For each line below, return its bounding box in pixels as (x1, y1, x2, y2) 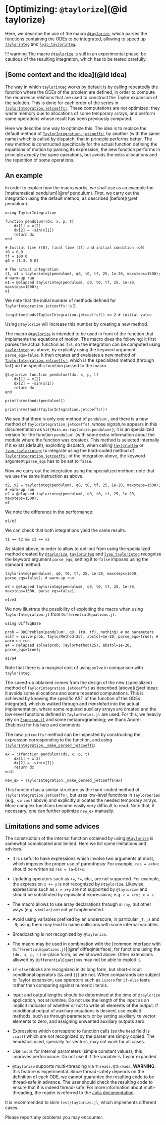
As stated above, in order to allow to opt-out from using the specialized (5, 546, 150, 552)
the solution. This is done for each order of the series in (5, 100, 119, 106)
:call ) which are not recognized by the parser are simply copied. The (12, 1033, 155, 1039)
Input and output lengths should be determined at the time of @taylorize (12, 992, 161, 998)
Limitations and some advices (5, 822, 100, 831)
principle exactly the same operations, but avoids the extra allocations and (5, 151, 157, 157)
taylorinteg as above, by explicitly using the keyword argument (5, 346, 136, 352)
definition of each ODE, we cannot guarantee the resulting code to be (12, 1074, 155, 1080)
